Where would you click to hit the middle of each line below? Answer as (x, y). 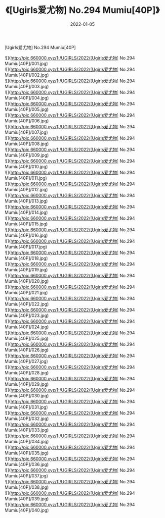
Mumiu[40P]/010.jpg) (26, 166)
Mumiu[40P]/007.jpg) (26, 132)
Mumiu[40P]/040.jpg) (27, 510)
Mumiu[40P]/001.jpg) (26, 63)
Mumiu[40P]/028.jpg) (27, 372)
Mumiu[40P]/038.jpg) (27, 487)
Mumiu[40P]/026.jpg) (27, 350)
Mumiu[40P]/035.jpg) (27, 453)
